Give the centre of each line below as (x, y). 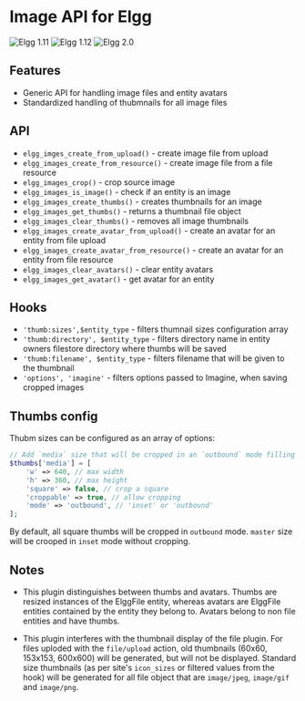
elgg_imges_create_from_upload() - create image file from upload (145, 153)
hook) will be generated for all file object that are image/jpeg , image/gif (156, 677)
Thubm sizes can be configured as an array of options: (112, 438)
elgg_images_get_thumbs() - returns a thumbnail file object (132, 211)
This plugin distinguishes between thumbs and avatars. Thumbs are (150, 592)
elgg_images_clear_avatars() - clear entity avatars (118, 269)
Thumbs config (54, 416)
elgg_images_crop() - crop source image (99, 182)
